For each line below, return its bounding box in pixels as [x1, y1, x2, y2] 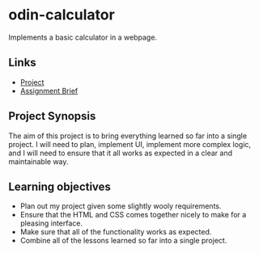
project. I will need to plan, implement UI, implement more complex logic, [8, 139, 252, 149]
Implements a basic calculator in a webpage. [8, 32, 158, 42]
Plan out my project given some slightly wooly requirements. [19, 201, 222, 211]
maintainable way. [8, 156, 69, 167]
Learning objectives [8, 179, 112, 193]
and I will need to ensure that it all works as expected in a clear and [8, 148, 233, 158]
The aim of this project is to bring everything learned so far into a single [8, 131, 248, 141]
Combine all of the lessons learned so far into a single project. [19, 236, 227, 246]
